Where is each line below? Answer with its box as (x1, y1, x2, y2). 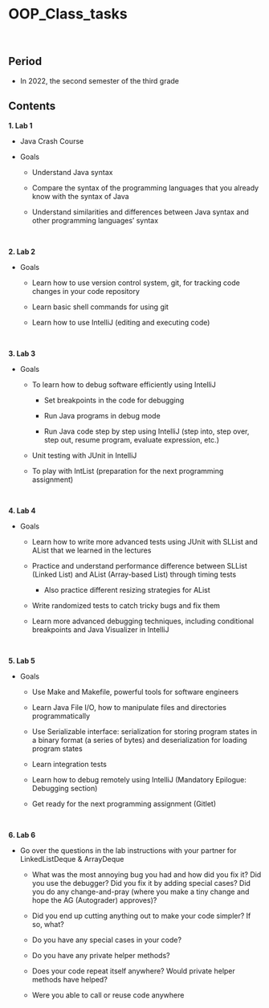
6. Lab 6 (8, 830, 36, 839)
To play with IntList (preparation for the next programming (31, 466, 224, 475)
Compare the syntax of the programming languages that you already (31, 182, 259, 193)
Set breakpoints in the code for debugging (43, 395, 185, 405)
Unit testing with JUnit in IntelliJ (31, 451, 137, 460)
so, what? (31, 919, 64, 928)
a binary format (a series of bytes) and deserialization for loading (31, 735, 247, 745)
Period (8, 55, 43, 68)
